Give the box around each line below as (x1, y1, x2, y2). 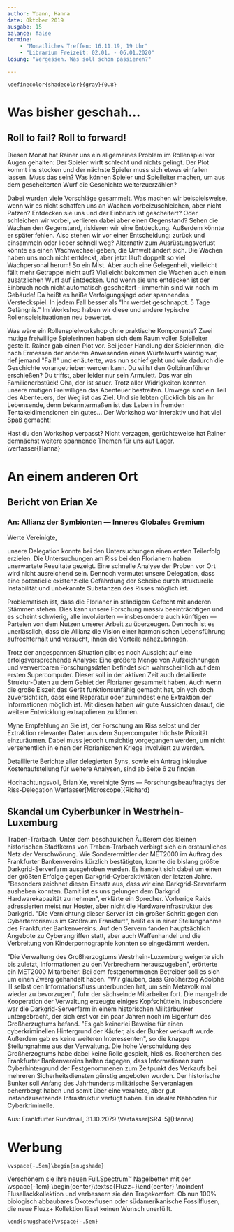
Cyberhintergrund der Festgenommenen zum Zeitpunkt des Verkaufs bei (7, 1064, 217, 1072)
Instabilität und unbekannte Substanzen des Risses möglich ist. (7, 583, 189, 592)
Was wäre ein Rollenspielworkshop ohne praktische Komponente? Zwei (7, 326, 213, 334)
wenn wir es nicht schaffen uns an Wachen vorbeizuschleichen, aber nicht (7, 201, 221, 210)
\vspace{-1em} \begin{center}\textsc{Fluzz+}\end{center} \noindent (7, 1182, 204, 1191)
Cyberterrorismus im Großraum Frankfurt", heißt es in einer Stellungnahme (7, 917, 222, 926)
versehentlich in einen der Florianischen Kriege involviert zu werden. (7, 743, 205, 752)
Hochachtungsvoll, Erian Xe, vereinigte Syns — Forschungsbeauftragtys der (7, 778, 226, 786)
